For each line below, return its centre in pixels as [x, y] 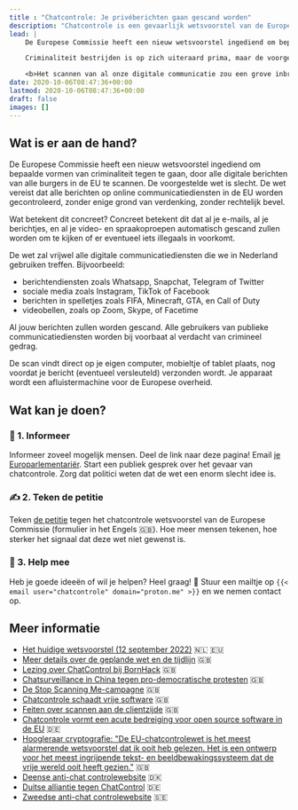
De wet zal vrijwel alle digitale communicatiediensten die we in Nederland [144, 256]
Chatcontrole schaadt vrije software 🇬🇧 [96, 700]
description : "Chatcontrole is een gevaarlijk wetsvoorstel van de [137, 26]
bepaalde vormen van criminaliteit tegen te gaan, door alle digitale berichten [149, 174]
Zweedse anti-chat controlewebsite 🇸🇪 [95, 797]
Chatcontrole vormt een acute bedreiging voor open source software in [152, 720]
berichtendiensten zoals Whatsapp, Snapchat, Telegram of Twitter [143, 282]
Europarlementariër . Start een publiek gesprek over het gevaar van [131, 464]
